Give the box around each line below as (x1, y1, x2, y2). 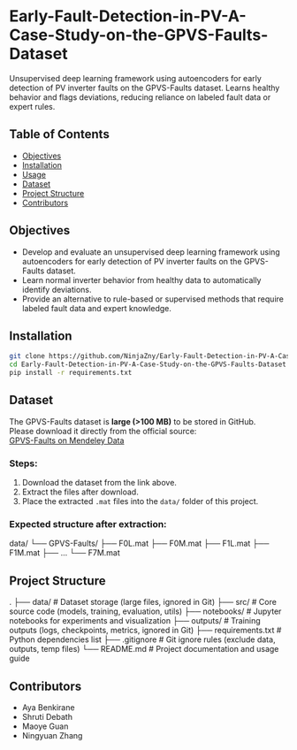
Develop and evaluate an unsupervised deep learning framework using (21, 246, 280, 257)
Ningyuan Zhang (21, 731, 83, 741)
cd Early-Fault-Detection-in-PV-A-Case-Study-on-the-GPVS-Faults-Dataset (9, 360, 287, 369)
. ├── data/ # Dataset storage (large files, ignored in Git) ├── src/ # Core (9, 597, 277, 608)
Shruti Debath (21, 712, 73, 723)
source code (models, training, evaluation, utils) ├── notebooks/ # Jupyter (9, 606, 282, 616)
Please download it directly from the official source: (9, 425, 197, 436)
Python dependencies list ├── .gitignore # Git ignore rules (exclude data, (9, 634, 276, 645)
